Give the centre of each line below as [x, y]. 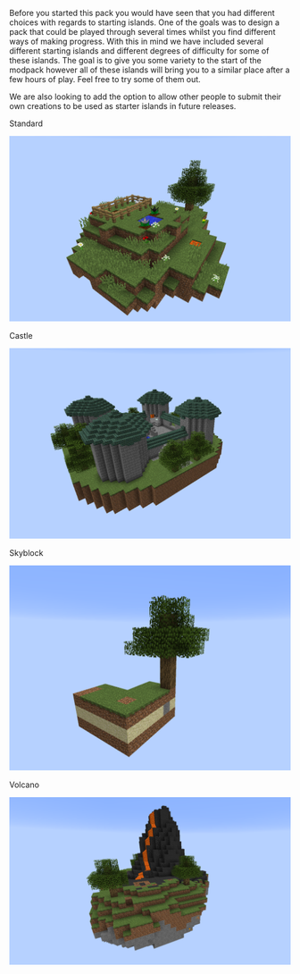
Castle [21, 336]
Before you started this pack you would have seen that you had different [142, 13]
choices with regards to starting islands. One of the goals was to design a [144, 22]
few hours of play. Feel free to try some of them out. [105, 79]
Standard [26, 123]
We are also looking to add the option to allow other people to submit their [146, 97]
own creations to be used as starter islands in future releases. [123, 106]
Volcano [25, 785]
